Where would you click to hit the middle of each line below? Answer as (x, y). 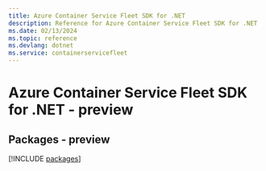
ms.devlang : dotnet (41, 46)
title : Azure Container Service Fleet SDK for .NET (97, 16)
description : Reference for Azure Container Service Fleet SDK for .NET (133, 23)
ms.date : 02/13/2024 (43, 31)
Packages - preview (59, 139)
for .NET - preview (71, 110)
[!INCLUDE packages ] (45, 159)
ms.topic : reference (43, 38)
